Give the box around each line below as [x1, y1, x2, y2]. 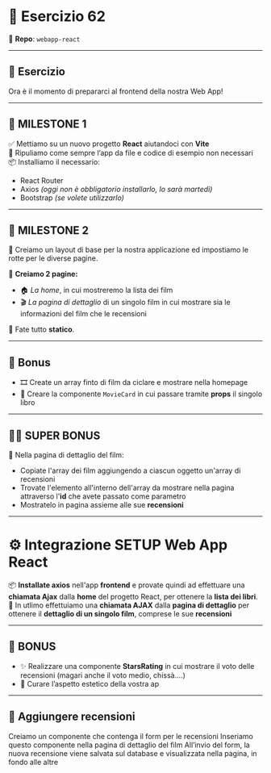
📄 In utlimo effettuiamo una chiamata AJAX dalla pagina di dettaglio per [8, 600, 250, 610]
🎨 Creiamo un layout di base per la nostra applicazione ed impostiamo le [8, 245, 248, 255]
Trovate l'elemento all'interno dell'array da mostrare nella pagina [19, 483, 235, 492]
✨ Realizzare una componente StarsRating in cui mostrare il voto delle [19, 661, 255, 671]
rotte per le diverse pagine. [8, 253, 98, 263]
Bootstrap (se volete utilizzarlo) [19, 193, 125, 203]
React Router [19, 175, 64, 185]
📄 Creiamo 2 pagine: [8, 270, 78, 279]
